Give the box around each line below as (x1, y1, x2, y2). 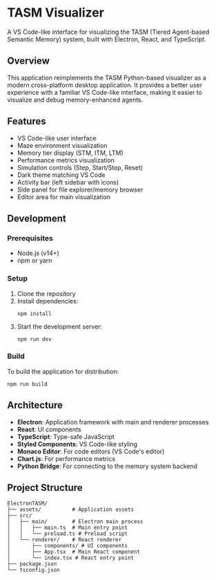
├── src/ (7, 512, 32, 519)
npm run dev (17, 335, 52, 343)
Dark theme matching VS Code (17, 171, 106, 179)
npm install (17, 310, 52, 317)
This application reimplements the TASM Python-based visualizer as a (7, 73, 206, 82)
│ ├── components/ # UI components (7, 543, 128, 550)
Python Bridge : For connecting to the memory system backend (17, 462, 198, 470)
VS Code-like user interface (17, 133, 97, 142)
